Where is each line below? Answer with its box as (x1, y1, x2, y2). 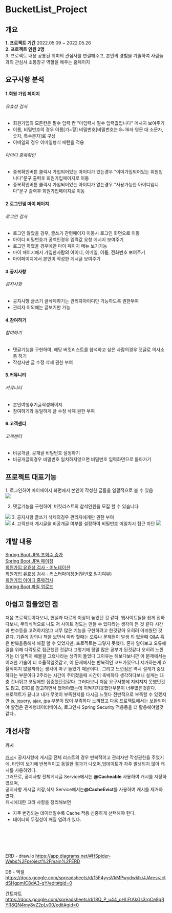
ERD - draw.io (5, 853, 34, 859)
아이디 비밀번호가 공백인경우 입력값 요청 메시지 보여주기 (12, 236, 124, 243)
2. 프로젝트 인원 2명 (5, 46, 45, 52)
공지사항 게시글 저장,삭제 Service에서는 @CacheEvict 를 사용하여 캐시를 (5, 787, 149, 793)
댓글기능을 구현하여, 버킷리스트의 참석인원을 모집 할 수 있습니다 (12, 503, 139, 510)
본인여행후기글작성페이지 (12, 401, 63, 407)
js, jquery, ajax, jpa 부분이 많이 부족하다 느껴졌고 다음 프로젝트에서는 (10, 698, 148, 704)
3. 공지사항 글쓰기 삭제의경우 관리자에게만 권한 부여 (11, 514, 114, 520)
